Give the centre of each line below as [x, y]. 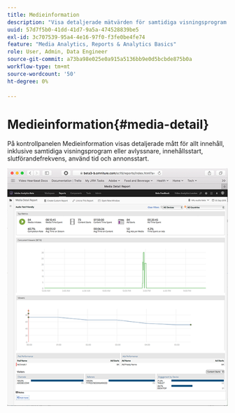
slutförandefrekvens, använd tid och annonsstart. [78, 158]
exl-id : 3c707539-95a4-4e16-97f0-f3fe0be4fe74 [76, 37]
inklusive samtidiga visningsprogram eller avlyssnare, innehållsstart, [105, 151]
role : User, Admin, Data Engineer [58, 52]
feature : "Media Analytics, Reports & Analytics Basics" [92, 45]
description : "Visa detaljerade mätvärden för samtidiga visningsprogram [117, 22]
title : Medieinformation [43, 15]
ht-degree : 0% [28, 81]
